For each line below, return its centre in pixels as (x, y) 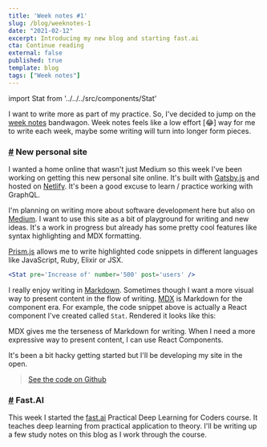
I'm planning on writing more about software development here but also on (131, 210)
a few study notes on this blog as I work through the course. (107, 435)
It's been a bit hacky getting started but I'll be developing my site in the (125, 355)
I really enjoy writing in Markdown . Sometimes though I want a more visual (131, 290)
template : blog (34, 68)
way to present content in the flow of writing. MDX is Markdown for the (125, 299)
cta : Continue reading (46, 46)
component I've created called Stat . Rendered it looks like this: (112, 315)
